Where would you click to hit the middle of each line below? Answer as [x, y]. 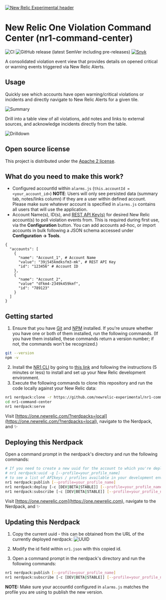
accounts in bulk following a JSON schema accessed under [73, 231]
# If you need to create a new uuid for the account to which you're [78, 469]
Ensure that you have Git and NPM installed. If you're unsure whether [83, 328]
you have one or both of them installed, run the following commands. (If [85, 334]
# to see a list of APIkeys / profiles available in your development [79, 478]
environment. [26, 377]
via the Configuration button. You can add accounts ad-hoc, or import [84, 225]
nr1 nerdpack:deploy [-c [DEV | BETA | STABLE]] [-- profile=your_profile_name [84, 487]
